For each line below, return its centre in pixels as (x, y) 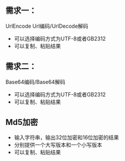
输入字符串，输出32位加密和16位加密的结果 (66, 137)
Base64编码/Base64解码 (35, 82)
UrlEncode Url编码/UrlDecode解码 (47, 26)
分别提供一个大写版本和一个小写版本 (58, 145)
